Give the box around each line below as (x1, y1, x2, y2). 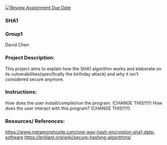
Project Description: (5, 54, 55, 61)
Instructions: (5, 89, 37, 96)
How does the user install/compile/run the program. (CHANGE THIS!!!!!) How (5, 100, 163, 106)
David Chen (5, 42, 29, 48)
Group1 (5, 30, 23, 37)
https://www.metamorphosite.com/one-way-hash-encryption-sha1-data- (5, 129, 156, 135)
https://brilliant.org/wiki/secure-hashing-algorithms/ (24, 135, 132, 141)
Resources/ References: (5, 118, 65, 125)
